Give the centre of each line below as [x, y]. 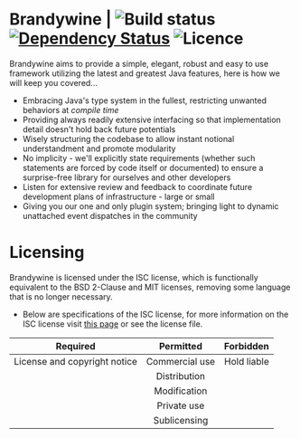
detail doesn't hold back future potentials [99, 129]
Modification [181, 391]
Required [76, 346]
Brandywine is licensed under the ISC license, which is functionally [134, 277]
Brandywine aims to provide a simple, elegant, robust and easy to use [139, 63]
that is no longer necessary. [61, 296]
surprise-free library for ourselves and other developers [127, 177]
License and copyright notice [76, 361]
